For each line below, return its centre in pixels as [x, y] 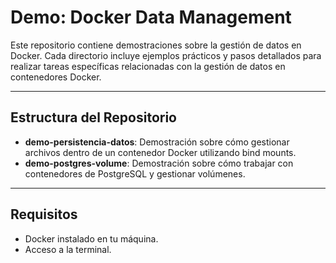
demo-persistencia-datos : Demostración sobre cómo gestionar [157, 142]
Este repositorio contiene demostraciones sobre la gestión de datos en [156, 45]
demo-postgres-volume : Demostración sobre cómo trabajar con [159, 163]
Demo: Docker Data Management [151, 17]
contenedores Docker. [56, 77]
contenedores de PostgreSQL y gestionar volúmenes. [135, 173]
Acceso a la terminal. [68, 249]
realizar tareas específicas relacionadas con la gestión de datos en [148, 66]
